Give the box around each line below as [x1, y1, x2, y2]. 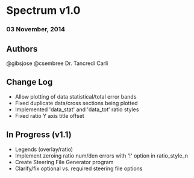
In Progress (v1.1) [6, 130, 72, 140]
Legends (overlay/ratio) [14, 146, 74, 153]
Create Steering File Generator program [14, 158, 114, 165]
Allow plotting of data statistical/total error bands [14, 93, 137, 100]
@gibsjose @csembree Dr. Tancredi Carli [6, 60, 108, 67]
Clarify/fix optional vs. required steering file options [14, 165, 143, 172]
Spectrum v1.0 [6, 4, 81, 17]
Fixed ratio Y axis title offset [14, 112, 84, 119]
